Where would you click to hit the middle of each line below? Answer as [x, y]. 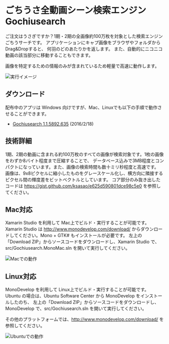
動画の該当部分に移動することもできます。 [49, 55]
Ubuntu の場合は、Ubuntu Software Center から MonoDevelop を [73, 296]
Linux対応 [21, 276]
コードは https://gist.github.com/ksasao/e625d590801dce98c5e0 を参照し [83, 186]
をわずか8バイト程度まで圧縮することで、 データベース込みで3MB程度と [80, 161]
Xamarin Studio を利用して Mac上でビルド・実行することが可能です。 [77, 223]
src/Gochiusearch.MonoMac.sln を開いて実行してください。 [68, 248]
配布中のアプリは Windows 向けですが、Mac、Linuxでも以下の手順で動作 [81, 107]
